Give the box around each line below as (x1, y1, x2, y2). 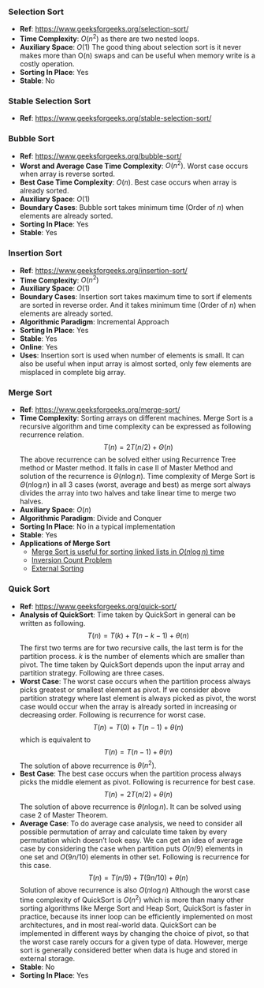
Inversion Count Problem (31, 556, 113, 565)
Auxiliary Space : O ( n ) (19, 505, 92, 515)
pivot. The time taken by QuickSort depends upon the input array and (19, 660, 245, 669)
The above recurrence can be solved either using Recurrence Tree (19, 455, 236, 464)
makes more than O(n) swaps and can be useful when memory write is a (19, 51, 256, 60)
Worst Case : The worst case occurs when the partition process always (19, 676, 251, 686)
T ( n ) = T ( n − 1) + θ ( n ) (103, 747, 173, 756)
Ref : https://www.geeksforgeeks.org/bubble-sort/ (19, 151, 182, 160)
